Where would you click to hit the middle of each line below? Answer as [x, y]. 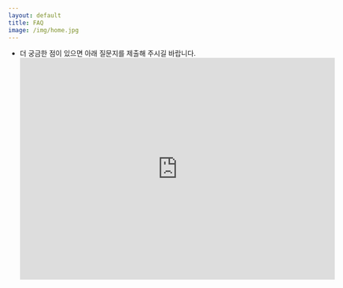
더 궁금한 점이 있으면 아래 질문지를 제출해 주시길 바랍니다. [108, 54]
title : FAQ [26, 23]
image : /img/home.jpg [44, 30]
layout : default [35, 15]
